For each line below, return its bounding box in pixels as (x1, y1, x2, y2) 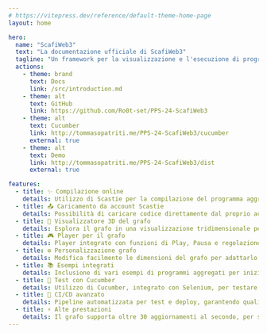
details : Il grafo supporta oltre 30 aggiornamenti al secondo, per (22, 313, 254, 321)
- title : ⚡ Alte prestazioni (15, 306, 112, 314)
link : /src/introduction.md (29, 85, 123, 93)
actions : (15, 63, 44, 71)
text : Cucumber (29, 122, 80, 130)
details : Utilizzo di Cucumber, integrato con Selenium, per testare (22, 283, 258, 292)
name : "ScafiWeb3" (15, 40, 77, 48)
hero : (8, 33, 26, 41)
